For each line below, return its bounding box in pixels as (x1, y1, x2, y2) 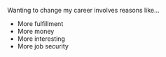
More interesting (17, 34, 65, 43)
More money (17, 27, 55, 35)
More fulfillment (17, 20, 64, 27)
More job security (17, 42, 69, 50)
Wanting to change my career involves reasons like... (7, 6, 160, 14)
